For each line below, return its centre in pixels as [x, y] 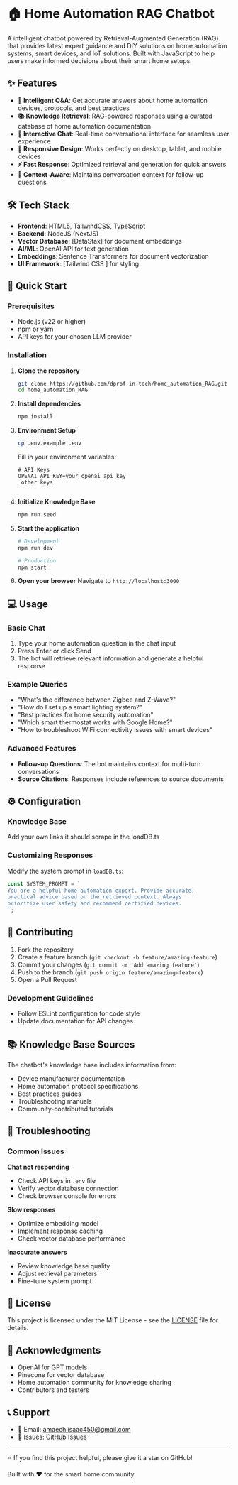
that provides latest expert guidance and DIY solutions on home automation [118, 45]
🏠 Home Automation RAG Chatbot [111, 14]
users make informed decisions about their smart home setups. [100, 60]
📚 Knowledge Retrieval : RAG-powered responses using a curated [115, 116]
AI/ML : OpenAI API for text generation [73, 249]
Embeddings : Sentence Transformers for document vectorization [113, 256]
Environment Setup [47, 430]
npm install [35, 417]
